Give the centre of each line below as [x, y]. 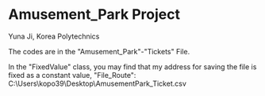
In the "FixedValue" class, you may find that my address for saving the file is [132, 66]
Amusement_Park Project [94, 15]
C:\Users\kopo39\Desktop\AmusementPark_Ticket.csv [97, 83]
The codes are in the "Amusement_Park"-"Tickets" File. [99, 51]
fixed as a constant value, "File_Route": [72, 75]
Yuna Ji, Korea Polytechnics [54, 36]
